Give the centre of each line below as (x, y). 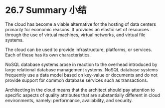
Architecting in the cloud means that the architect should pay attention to (80, 90)
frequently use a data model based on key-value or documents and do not (82, 75)
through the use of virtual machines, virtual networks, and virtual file (75, 35)
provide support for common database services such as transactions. (77, 80)
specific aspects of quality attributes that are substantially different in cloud (83, 95)
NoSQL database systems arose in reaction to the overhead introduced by (81, 64)
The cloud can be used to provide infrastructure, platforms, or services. (79, 50)
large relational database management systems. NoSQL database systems (82, 69)
